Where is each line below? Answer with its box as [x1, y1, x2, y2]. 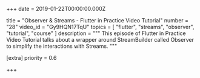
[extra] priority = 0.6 [6, 54, 57, 61]
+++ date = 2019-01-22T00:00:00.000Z [6, 5, 106, 12]
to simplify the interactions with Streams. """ [6, 42, 118, 50]
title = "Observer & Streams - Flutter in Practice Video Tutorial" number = [6, 17, 189, 24]
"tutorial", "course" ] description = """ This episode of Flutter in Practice [6, 30, 186, 37]
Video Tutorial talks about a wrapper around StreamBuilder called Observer [6, 36, 194, 43]
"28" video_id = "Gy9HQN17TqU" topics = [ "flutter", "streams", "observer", [6, 24, 195, 30]
